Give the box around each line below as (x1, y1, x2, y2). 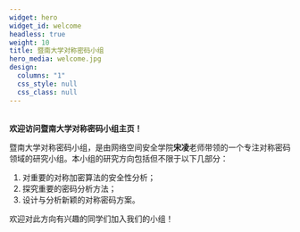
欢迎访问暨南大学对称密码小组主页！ (9, 122, 143, 134)
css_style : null (17, 79, 78, 88)
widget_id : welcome (9, 21, 82, 30)
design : (9, 63, 38, 72)
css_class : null (17, 87, 78, 96)
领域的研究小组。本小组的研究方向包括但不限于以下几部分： (9, 153, 229, 163)
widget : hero (9, 12, 58, 22)
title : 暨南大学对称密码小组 (9, 46, 104, 55)
